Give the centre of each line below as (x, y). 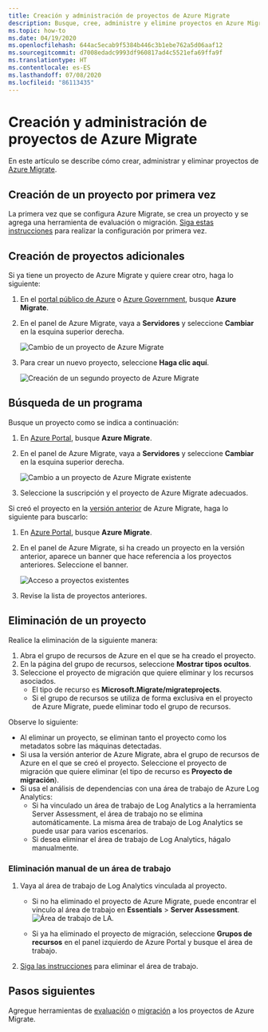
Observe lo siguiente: (43, 722)
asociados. (38, 681)
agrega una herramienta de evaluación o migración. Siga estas (111, 222)
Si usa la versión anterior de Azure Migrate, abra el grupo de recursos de (140, 754)
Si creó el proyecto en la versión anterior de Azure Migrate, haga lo (118, 508)
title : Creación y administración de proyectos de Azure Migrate (119, 16)
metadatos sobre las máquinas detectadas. (91, 746)
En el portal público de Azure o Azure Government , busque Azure (128, 300)
